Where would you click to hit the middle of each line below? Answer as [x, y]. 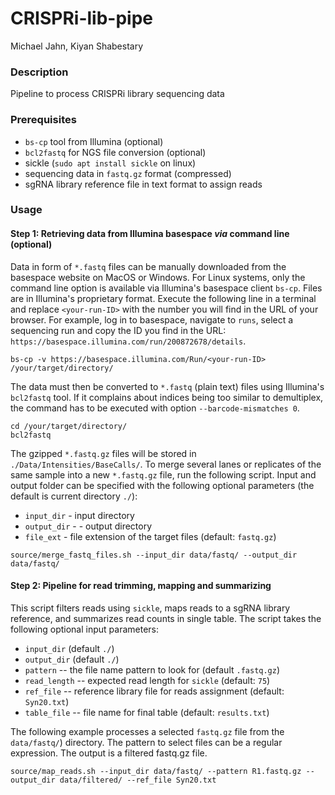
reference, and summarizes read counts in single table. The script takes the [166, 618]
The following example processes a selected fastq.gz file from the [147, 731]
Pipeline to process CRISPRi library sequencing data [117, 94]
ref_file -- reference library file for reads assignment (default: [154, 691]
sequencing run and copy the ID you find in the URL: [118, 330]
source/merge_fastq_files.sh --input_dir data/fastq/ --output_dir [154, 555]
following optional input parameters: [84, 629]
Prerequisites [43, 120]
